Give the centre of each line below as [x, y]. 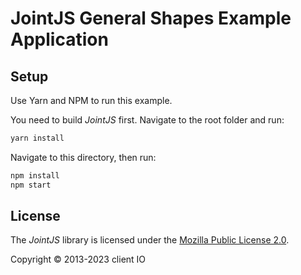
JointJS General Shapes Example [151, 18]
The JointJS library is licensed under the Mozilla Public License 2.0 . [150, 240]
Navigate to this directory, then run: [83, 157]
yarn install [37, 138]
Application [59, 39]
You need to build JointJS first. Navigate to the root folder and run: [147, 120]
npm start [31, 185]
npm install [35, 175]
